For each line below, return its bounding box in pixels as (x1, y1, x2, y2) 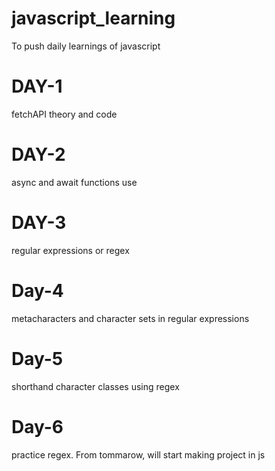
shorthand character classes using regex (11, 380, 180, 392)
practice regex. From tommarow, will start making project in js (11, 448, 266, 461)
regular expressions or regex (11, 244, 130, 256)
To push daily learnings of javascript (11, 40, 161, 52)
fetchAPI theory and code (11, 108, 118, 120)
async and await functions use (11, 176, 138, 188)
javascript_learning (11, 7, 176, 30)
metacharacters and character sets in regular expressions (11, 312, 250, 324)
